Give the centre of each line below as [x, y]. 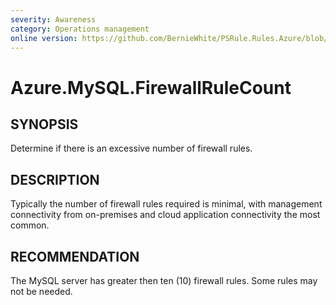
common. [30, 225]
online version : [44, 38]
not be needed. [41, 291]
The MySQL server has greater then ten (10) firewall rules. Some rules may [164, 280]
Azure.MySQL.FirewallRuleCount [151, 87]
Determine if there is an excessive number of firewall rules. [131, 148]
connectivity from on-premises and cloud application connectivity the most [165, 215]
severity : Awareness [53, 19]
